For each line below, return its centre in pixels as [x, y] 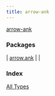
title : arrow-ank [28, 12]
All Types [18, 87]
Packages [21, 45]
